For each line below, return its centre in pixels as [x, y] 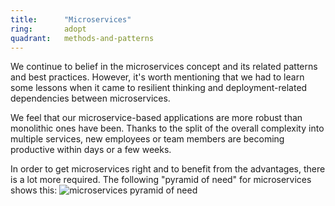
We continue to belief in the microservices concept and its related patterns [164, 67]
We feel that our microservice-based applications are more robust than [156, 118]
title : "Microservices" [71, 19]
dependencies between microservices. [90, 98]
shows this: [34, 190]
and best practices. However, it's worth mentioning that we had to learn [157, 77]
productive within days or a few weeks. [91, 150]
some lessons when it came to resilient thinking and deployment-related [159, 88]
